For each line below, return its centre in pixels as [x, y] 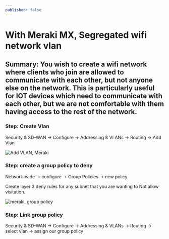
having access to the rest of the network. [71, 112]
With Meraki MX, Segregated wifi [76, 35]
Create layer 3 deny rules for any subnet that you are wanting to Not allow [82, 186]
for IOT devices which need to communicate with [84, 96]
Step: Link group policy [34, 215]
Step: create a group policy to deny [49, 166]
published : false [23, 10]
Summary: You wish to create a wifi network [76, 65]
